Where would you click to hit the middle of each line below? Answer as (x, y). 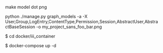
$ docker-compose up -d (31, 45)
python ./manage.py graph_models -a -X (46, 16)
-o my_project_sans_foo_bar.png (69, 27)
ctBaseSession (20, 27)
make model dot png (26, 7)
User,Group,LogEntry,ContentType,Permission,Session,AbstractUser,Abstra (82, 22)
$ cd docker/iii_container (30, 36)
